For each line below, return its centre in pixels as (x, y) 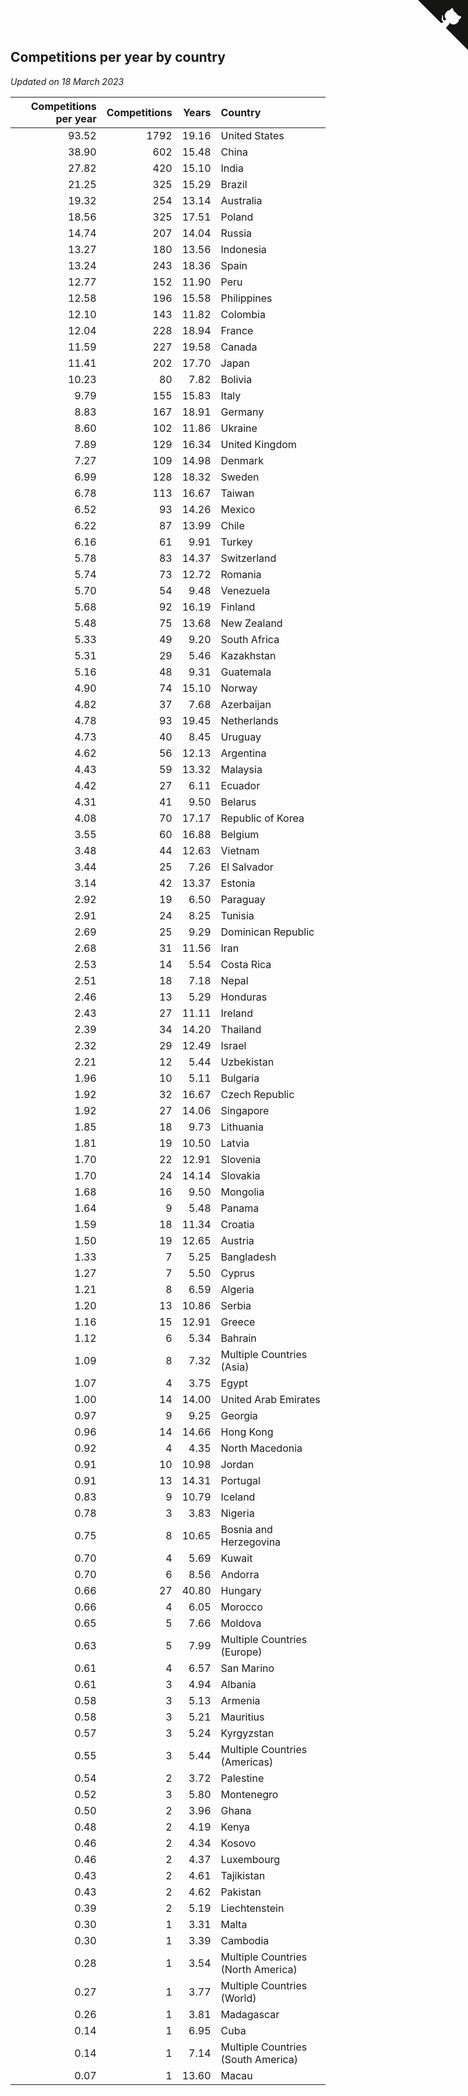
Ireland (237, 1013)
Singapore (245, 1110)
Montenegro (249, 1794)
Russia (236, 233)
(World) (238, 1998)
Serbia (236, 1305)
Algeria (237, 1289)
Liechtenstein (252, 1908)
